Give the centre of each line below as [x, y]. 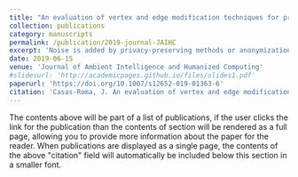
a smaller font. [35, 165]
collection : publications [57, 26]
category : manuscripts [51, 34]
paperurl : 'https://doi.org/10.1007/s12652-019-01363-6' [117, 84]
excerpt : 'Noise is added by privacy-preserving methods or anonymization [150, 51]
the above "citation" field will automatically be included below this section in [148, 155]
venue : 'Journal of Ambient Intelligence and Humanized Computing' [137, 68]
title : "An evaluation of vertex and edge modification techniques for [144, 17]
